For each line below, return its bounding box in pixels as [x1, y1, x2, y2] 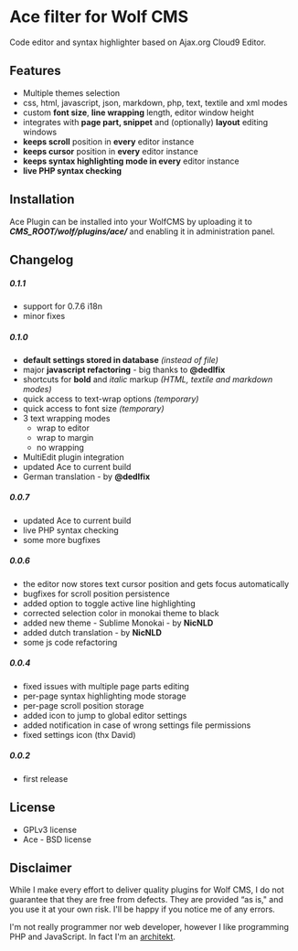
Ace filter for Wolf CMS [9, 6, 189, 27]
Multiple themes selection [22, 87, 121, 98]
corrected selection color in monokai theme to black [22, 607, 219, 618]
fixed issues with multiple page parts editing [22, 680, 190, 691]
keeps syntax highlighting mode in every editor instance [22, 155, 239, 166]
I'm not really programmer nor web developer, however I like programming [9, 922, 290, 933]
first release [22, 773, 69, 784]
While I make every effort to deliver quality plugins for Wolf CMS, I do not [9, 884, 285, 895]
